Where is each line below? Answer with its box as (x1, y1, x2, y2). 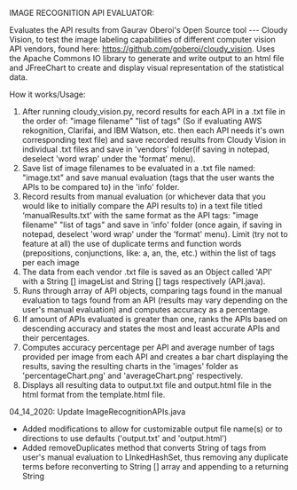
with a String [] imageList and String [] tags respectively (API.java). (21, 276, 266, 287)
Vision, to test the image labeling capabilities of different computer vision (9, 35, 277, 44)
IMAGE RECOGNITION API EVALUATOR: (9, 8, 155, 18)
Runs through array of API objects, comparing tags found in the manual (21, 286, 283, 296)
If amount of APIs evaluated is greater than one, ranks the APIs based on (21, 314, 288, 324)
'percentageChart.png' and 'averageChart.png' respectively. (21, 370, 244, 381)
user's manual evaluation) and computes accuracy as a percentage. (21, 304, 270, 314)
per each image (21, 257, 80, 267)
